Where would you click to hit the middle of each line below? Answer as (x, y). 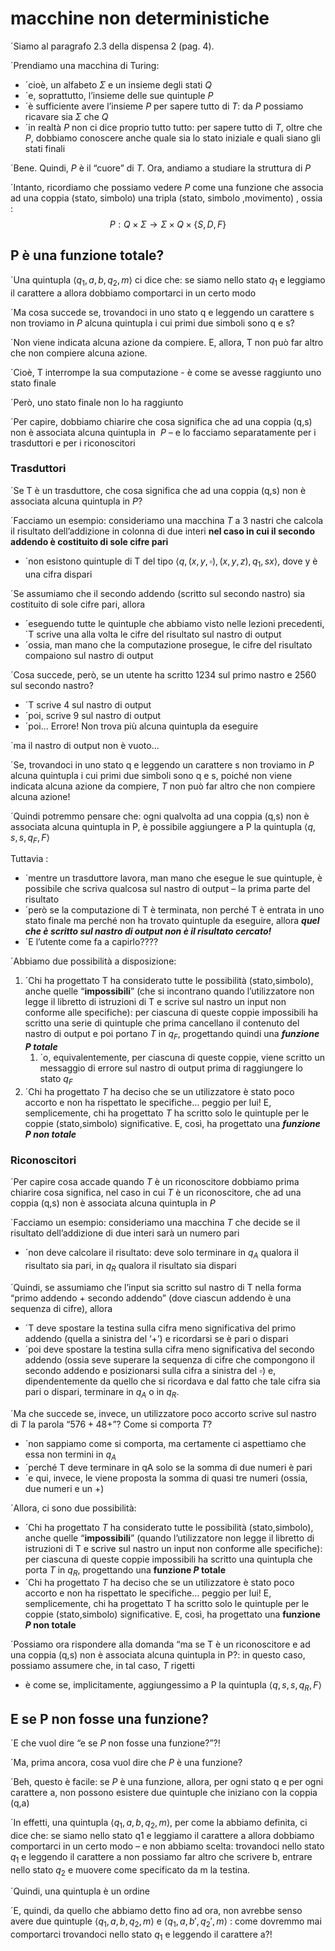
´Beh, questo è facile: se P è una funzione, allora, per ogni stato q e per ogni (167, 1781)
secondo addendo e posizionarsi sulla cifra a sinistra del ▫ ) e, (150, 1370)
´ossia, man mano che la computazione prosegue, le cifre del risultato (168, 644)
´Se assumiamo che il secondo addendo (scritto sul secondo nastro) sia (158, 593)
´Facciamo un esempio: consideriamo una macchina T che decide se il (155, 1223)
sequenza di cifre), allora (61, 1308)
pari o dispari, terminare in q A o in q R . (102, 1392)
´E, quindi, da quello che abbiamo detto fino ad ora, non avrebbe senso (156, 1911)
